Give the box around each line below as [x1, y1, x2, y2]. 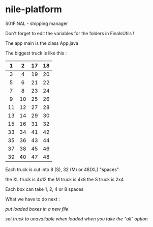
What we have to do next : [5, 196, 60, 202]
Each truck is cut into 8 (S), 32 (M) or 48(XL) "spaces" [5, 166, 119, 173]
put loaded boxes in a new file [5, 206, 69, 212]
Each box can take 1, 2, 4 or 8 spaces [5, 186, 84, 192]
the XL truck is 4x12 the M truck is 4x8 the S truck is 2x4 [5, 176, 124, 182]
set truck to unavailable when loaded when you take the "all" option [5, 215, 148, 222]
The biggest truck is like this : [5, 50, 67, 56]
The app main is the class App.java [5, 40, 79, 46]
